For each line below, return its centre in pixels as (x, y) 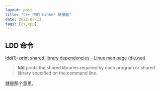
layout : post (19, 10)
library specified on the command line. (57, 73)
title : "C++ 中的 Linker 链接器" (38, 15)
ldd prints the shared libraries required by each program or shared (86, 68)
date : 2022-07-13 (23, 19)
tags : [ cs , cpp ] (21, 24)
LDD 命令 (19, 46)
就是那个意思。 (21, 83)
